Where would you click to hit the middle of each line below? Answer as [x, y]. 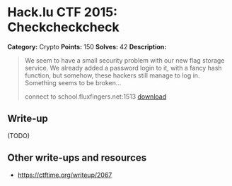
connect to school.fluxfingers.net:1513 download [95, 97]
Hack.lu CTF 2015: [63, 12]
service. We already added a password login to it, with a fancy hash [123, 68]
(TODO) [19, 135]
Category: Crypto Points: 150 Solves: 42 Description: [87, 46]
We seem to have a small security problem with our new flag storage [124, 60]
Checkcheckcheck [63, 27]
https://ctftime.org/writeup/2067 [65, 175]
